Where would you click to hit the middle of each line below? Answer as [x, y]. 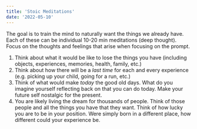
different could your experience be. [57, 120]
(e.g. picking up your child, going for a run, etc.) [73, 76]
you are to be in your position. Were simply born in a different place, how [103, 113]
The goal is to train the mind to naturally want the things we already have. [95, 33]
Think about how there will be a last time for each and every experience [102, 70]
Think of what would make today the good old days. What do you [94, 82]
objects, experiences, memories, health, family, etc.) [78, 64]
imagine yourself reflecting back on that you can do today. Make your [99, 89]
